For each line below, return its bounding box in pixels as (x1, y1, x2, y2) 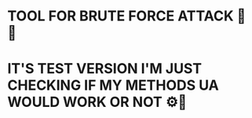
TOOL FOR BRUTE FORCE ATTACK (7, 7, 234, 25)
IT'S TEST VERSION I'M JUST (7, 60, 202, 78)
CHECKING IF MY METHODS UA (7, 76, 219, 94)
